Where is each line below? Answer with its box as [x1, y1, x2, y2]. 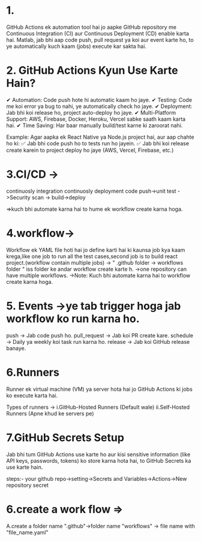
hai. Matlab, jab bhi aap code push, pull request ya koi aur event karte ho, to [6, 36, 194, 43]
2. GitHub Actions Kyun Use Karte [6, 64, 178, 77]
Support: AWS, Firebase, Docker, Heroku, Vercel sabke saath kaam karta [6, 115, 186, 122]
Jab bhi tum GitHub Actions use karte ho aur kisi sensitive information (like [6, 451, 191, 458]
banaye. [6, 345, 26, 352]
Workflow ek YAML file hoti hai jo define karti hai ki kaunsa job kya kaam [6, 246, 185, 253]
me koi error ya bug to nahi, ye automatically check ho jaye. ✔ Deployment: [6, 103, 193, 110]
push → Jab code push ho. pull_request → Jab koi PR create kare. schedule [6, 331, 194, 339]
